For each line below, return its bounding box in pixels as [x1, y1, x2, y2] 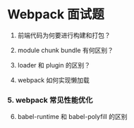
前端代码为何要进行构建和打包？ [17, 31, 111, 39]
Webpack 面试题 [7, 6, 104, 23]
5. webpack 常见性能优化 [7, 95, 93, 105]
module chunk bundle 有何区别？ [17, 46, 114, 54]
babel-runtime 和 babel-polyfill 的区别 [17, 113, 128, 121]
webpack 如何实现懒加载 [17, 75, 90, 84]
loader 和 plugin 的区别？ [17, 60, 90, 69]
